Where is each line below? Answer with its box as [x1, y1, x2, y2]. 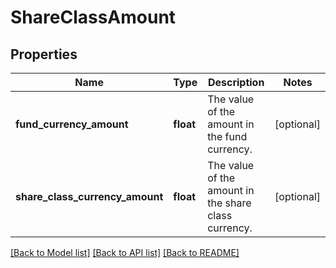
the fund [207, 130, 248, 143]
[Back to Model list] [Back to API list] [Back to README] [10, 247, 240, 258]
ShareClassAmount [10, 6, 177, 29]
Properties [10, 46, 78, 63]
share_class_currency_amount [15, 190, 164, 203]
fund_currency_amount [15, 117, 129, 131]
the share [207, 196, 252, 210]
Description [207, 76, 265, 89]
